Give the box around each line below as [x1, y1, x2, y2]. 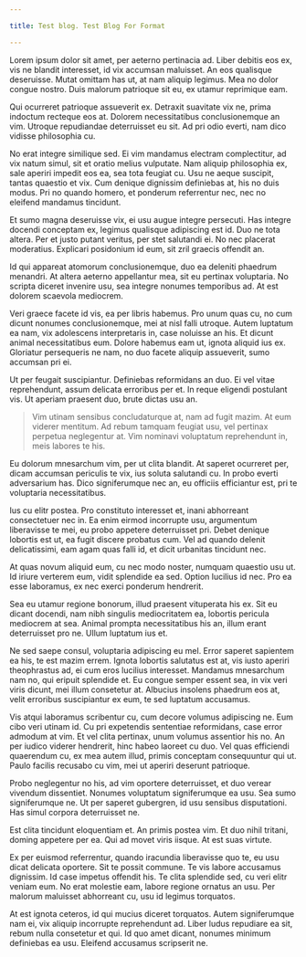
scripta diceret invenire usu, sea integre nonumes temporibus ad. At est [9, 280, 279, 291]
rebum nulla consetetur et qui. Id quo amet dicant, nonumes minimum [9, 928, 271, 939]
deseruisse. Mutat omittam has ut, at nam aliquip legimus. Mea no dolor [9, 74, 279, 85]
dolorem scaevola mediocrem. [9, 289, 123, 301]
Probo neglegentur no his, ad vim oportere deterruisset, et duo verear [9, 777, 272, 788]
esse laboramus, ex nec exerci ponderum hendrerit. [9, 581, 204, 592]
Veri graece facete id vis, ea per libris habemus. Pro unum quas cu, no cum [9, 308, 292, 319]
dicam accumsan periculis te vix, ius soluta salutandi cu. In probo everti [9, 468, 279, 478]
